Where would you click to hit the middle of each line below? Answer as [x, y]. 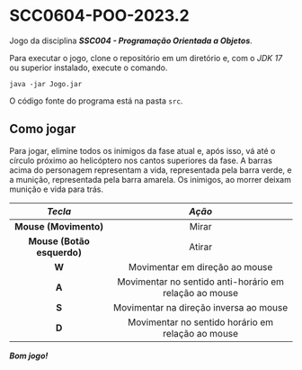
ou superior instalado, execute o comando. [89, 68]
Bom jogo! [29, 356]
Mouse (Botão [59, 241]
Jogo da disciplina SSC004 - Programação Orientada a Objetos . [131, 41]
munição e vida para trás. [57, 189]
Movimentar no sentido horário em [200, 322]
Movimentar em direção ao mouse [201, 266]
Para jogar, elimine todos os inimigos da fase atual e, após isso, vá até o [142, 150]
